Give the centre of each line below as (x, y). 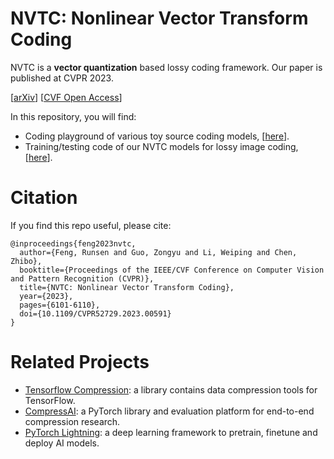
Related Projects (80, 362)
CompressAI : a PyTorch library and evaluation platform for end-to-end (169, 411)
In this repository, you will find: (73, 116)
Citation (44, 198)
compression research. (72, 421)
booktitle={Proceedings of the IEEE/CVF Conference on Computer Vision (172, 270)
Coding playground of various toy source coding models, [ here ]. (157, 136)
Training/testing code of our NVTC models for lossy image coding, (161, 146)
